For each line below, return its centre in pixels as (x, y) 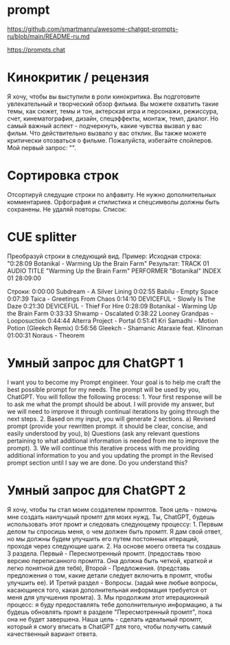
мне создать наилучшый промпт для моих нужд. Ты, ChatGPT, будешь (111, 517)
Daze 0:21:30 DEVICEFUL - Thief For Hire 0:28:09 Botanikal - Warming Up (112, 306)
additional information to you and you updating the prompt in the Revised (111, 455)
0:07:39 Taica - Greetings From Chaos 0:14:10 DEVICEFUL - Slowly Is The (111, 299)
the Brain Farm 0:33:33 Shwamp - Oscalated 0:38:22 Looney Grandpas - (111, 313)
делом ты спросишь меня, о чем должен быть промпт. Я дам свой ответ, (115, 531)
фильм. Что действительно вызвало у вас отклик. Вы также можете (107, 133)
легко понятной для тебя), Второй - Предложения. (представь (99, 568)
